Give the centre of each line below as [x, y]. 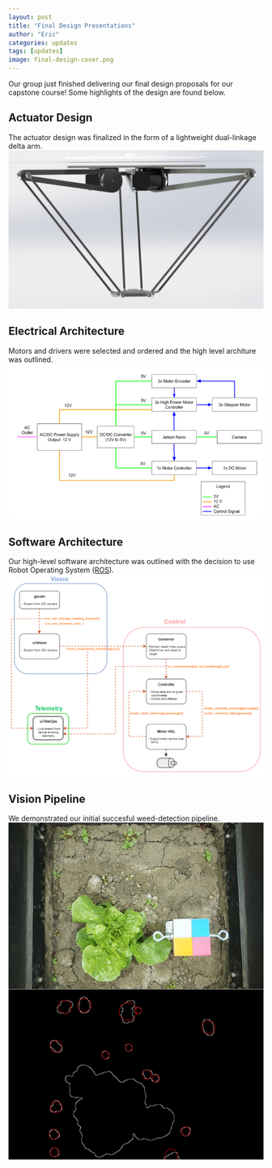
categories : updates [43, 43]
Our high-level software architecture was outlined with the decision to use [132, 562]
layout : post [30, 17]
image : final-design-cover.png [61, 60]
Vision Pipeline [47, 799]
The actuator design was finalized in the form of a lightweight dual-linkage [132, 137]
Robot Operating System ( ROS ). [62, 570]
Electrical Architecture [67, 331]
